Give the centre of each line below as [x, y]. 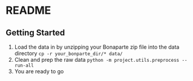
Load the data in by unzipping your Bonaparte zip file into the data [97, 47]
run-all [24, 65]
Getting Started [35, 33]
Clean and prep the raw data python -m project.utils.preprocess [97, 60]
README [28, 10]
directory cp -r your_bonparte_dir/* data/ [69, 53]
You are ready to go [39, 71]
